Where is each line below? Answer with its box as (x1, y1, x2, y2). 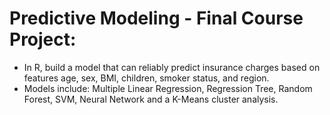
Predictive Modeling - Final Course (9, 7, 304, 30)
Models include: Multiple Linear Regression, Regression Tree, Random (23, 82, 313, 94)
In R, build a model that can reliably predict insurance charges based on (23, 61, 321, 73)
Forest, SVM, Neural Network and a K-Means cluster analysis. (23, 93, 279, 105)
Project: (9, 28, 77, 51)
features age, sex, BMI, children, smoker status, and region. (23, 72, 270, 84)
